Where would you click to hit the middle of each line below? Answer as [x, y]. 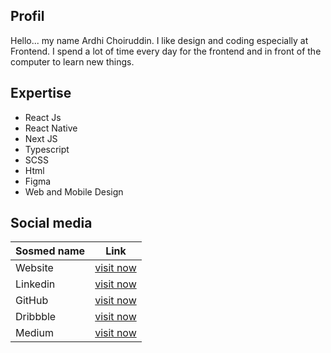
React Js [43, 117]
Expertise [41, 93]
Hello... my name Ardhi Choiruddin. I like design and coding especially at [159, 40]
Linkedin [35, 284]
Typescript [47, 149]
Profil [27, 16]
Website [34, 268]
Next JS [41, 138]
